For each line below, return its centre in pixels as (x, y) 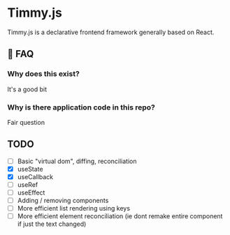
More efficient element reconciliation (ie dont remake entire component (120, 216)
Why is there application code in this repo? (81, 107)
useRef (28, 184)
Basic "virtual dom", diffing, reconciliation (77, 161)
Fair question (26, 122)
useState (30, 169)
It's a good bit (27, 89)
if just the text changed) (52, 224)
